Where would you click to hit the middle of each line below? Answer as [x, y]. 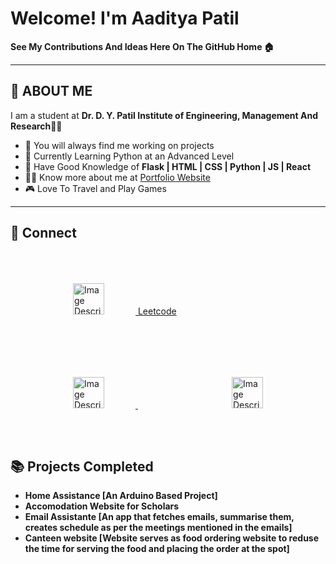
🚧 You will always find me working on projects [119, 145]
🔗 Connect [43, 233]
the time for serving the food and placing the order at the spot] [157, 549]
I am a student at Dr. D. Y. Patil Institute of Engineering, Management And [164, 115]
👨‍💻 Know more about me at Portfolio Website [117, 177]
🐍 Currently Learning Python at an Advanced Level [129, 156]
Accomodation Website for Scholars [102, 506]
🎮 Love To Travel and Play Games [95, 188]
